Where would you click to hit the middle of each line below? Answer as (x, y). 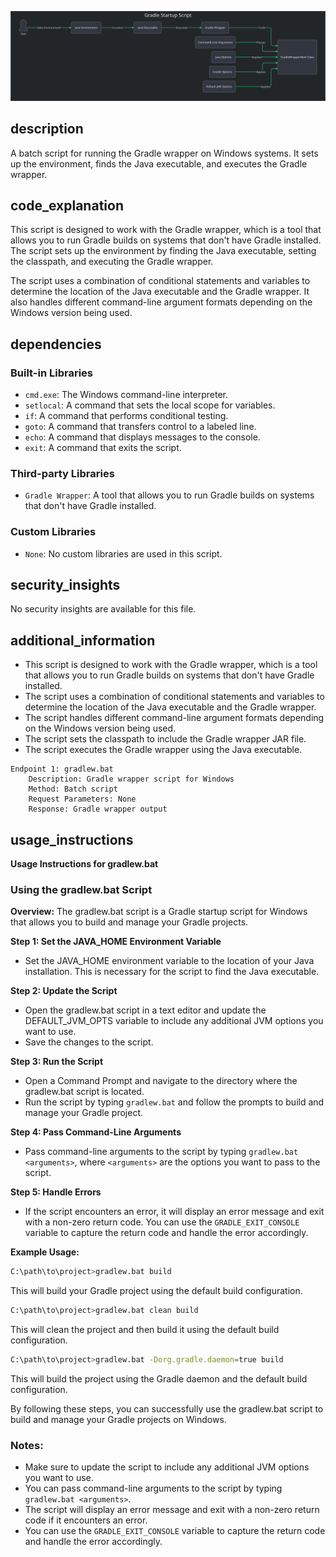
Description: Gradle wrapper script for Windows (131, 779)
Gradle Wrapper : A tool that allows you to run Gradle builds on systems (169, 495)
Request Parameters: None (82, 799)
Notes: (27, 1445)
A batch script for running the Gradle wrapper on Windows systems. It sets (164, 153)
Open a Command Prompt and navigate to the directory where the (161, 1081)
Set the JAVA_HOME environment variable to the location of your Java (169, 961)
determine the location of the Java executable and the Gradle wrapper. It (160, 292)
